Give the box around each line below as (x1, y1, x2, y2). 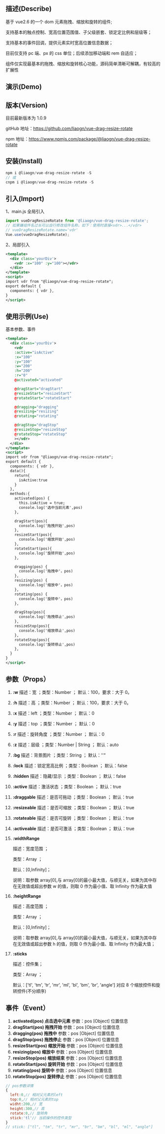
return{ (14, 473, 30, 478)
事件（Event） (5, 1004, 50, 1013)
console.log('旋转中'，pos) (18, 596, 73, 601)
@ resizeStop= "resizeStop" (14, 427, 68, 432)
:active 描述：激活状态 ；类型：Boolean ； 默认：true (12, 784, 122, 790)
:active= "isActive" (14, 350, 55, 355)
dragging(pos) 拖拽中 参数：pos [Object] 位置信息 (12, 1030, 115, 1036)
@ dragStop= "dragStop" (14, 422, 58, 428)
